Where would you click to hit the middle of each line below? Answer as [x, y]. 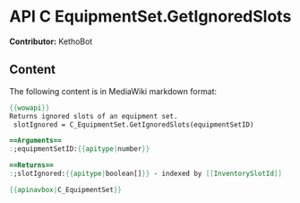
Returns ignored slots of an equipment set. [94, 116]
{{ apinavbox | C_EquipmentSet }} [66, 190]
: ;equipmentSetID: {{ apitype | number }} [80, 149]
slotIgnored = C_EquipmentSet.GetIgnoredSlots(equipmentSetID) [133, 124]
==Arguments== [36, 141]
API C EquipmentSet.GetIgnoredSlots [150, 17]
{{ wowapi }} [30, 108]
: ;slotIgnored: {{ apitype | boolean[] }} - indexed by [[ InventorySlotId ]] [146, 173]
